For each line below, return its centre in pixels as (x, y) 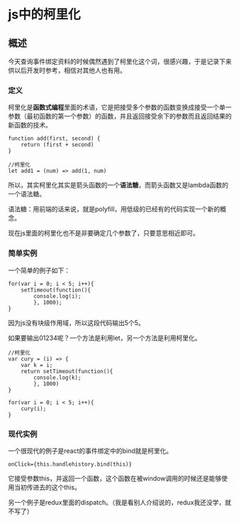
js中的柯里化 (44, 15)
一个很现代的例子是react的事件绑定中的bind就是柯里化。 (90, 451)
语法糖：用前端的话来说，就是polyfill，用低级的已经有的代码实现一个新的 (114, 209)
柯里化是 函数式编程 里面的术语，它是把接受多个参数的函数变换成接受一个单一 (120, 107)
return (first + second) (57, 145)
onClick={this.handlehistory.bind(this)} (70, 464)
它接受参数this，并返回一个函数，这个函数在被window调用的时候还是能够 (115, 478)
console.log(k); (57, 378)
